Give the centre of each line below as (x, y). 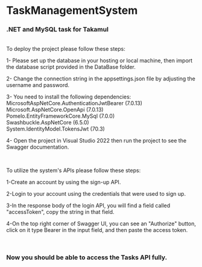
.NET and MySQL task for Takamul (57, 30)
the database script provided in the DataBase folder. (71, 67)
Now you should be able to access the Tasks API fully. (87, 257)
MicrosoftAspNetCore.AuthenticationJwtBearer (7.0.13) (74, 103)
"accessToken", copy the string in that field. (60, 212)
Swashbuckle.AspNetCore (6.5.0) (48, 123)
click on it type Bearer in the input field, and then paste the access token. (97, 230)
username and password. (38, 85)
